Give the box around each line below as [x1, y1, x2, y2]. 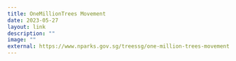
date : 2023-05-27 [7, 17, 59, 24]
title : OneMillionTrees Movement [7, 10, 106, 18]
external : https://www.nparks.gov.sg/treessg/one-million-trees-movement [7, 43, 230, 50]
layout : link [7, 23, 46, 30]
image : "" [7, 36, 37, 43]
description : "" [7, 29, 55, 37]
